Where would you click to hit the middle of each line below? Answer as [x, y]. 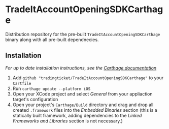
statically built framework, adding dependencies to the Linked [77, 115]
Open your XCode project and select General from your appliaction [83, 94]
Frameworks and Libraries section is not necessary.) [67, 121]
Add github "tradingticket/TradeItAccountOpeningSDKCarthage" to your [88, 78]
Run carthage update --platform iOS [52, 88]
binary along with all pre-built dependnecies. [52, 40]
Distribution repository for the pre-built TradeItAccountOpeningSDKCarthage [83, 34]
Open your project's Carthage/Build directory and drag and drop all [83, 105]
